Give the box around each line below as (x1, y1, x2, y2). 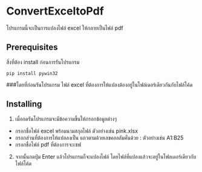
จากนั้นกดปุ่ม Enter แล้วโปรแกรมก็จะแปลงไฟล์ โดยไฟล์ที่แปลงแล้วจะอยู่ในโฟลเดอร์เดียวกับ (15, 153, 197, 160)
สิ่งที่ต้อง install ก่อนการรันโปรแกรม (6, 58, 80, 65)
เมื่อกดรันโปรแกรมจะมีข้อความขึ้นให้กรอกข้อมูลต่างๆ (15, 115, 117, 122)
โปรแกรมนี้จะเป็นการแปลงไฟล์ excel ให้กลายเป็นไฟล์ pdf (6, 24, 123, 31)
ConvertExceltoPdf (6, 4, 104, 18)
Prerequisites (6, 42, 58, 53)
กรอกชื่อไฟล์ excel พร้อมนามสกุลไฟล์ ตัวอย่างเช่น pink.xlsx (15, 127, 138, 134)
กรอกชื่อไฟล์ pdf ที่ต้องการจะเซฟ (15, 141, 82, 148)
